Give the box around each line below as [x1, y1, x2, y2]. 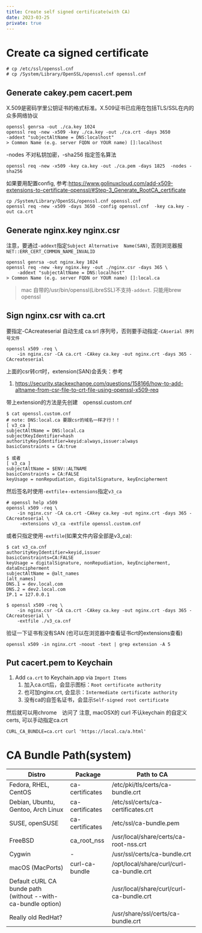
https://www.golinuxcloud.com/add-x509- [68, 180, 173, 187]
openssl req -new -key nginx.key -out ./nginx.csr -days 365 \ [6, 264, 168, 270]
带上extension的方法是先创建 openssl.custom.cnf [6, 399, 132, 406]
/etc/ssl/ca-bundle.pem [112, 818, 180, 827]
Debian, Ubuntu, [9, 797, 55, 806]
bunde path [9, 884, 42, 893]
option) [41, 899, 62, 908]
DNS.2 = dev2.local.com [6, 586, 66, 592]
